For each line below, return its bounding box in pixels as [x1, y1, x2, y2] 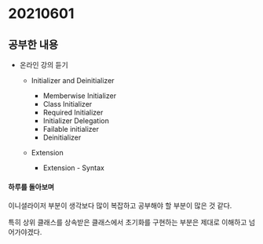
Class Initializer [42, 100, 93, 108]
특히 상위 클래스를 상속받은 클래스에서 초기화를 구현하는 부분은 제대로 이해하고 [8, 217, 247, 228]
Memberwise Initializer [42, 91, 116, 100]
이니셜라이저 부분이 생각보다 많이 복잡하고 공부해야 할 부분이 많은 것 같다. [8, 201, 232, 210]
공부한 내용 [8, 38, 59, 51]
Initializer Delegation [42, 116, 110, 126]
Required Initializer [42, 107, 104, 117]
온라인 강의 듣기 [19, 60, 68, 69]
